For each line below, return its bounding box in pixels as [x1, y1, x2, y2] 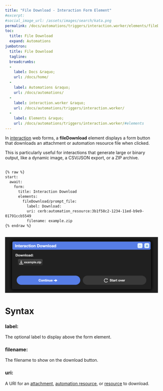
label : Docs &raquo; [14, 70, 55, 75]
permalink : [5, 23, 27, 28]
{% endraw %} [5, 223, 32, 228]
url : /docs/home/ [14, 75, 49, 80]
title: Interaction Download [17, 189, 77, 194]
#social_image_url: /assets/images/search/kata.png [5, 18, 112, 23]
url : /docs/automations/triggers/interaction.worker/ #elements [14, 121, 145, 126]
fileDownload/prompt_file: [22, 199, 77, 204]
